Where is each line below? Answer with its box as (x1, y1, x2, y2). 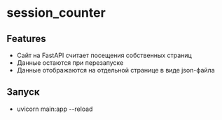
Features (6, 33, 46, 45)
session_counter (6, 5, 106, 21)
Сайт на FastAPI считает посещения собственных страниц (16, 51, 192, 59)
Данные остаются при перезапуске (16, 59, 124, 67)
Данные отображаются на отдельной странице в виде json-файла (16, 66, 215, 74)
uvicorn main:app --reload (16, 105, 93, 113)
